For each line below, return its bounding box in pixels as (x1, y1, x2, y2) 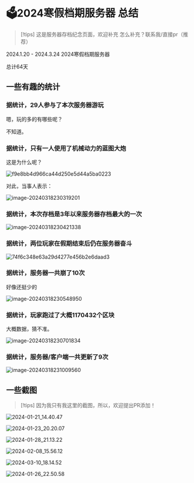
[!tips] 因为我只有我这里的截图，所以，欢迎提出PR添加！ (20, 402, 156, 409)
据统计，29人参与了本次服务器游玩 (6, 101, 104, 109)
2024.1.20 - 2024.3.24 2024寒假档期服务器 (6, 51, 110, 58)
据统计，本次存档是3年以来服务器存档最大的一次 (6, 210, 142, 218)
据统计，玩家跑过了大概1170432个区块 (6, 311, 115, 319)
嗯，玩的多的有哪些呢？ (6, 115, 63, 122)
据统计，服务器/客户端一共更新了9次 (6, 353, 108, 361)
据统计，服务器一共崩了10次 (6, 269, 85, 277)
